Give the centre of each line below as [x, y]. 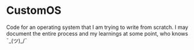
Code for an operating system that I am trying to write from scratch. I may [97, 27]
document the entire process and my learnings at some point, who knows [97, 33]
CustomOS [34, 11]
